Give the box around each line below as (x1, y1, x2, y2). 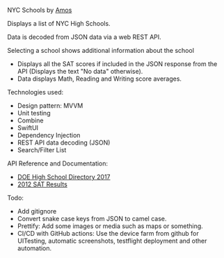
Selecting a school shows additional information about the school (7, 47, 195, 54)
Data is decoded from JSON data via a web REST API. (7, 33, 161, 41)
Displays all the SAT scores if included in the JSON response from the (17, 60, 218, 68)
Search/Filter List (17, 146, 67, 154)
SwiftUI (17, 124, 39, 131)
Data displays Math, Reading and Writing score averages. (17, 74, 182, 83)
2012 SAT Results (17, 180, 67, 188)
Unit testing (17, 109, 51, 117)
